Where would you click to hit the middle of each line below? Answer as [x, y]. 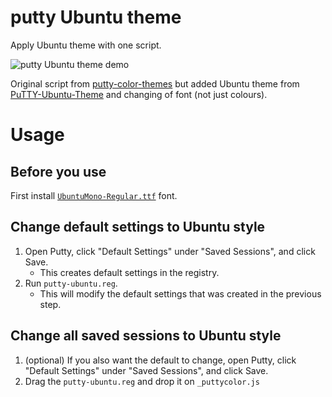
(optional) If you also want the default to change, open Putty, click [160, 360]
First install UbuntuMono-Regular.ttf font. [94, 195]
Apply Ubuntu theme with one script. [86, 45]
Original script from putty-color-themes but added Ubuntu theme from [155, 83]
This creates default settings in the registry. [129, 272]
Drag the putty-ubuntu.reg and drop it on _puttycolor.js [142, 381]
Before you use [58, 171]
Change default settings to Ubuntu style [138, 227]
